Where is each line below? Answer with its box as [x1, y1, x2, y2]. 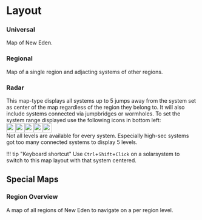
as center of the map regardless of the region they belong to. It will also [6, 104, 185, 111]
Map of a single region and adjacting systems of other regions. [6, 68, 163, 75]
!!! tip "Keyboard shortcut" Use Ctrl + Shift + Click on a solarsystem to [6, 150, 180, 158]
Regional [6, 54, 33, 63]
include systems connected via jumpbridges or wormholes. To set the [6, 110, 181, 117]
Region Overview [6, 193, 58, 201]
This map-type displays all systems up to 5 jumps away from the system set [6, 97, 196, 105]
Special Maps [6, 174, 59, 185]
